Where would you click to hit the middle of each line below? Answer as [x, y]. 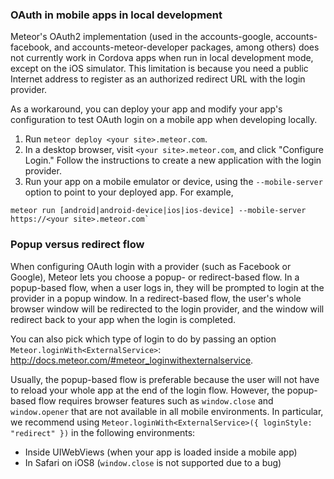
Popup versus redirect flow [77, 245]
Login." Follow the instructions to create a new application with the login [173, 160]
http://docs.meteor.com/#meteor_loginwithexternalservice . [132, 360]
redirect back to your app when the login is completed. [123, 319]
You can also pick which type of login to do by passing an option [143, 339]
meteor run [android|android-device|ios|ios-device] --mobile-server [158, 211]
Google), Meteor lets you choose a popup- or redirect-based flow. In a [155, 277]
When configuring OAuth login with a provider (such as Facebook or [151, 266]
